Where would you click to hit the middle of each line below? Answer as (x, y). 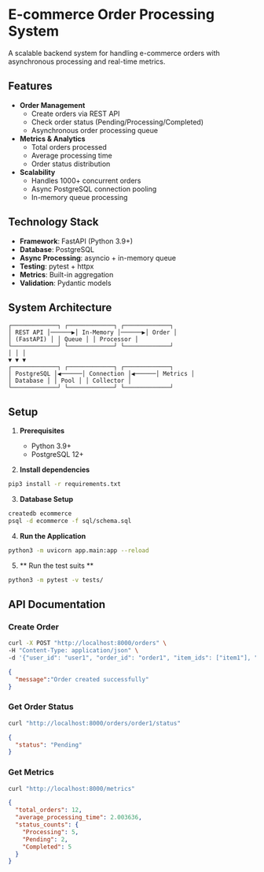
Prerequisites (42, 431)
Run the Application (53, 536)
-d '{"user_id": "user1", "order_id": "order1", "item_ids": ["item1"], (130, 658)
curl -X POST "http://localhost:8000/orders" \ (88, 644)
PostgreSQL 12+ (57, 455)
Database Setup (46, 499)
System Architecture (60, 308)
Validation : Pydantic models (65, 283)
